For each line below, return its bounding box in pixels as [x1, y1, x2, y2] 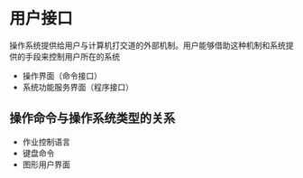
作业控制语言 [22, 136, 70, 147]
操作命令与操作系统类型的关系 [9, 110, 176, 126]
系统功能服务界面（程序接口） [22, 81, 133, 92]
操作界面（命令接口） [22, 70, 102, 81]
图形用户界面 [22, 159, 70, 170]
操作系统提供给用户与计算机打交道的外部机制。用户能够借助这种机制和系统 [9, 40, 286, 51]
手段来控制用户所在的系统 [24, 51, 120, 61]
